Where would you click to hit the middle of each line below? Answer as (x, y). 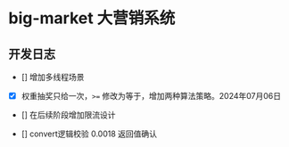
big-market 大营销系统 (92, 18)
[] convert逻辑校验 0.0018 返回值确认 (89, 134)
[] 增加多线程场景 (53, 77)
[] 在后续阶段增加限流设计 (68, 115)
